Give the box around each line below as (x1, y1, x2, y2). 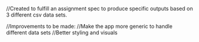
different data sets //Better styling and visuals (6, 29, 118, 36)
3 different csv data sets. (6, 11, 67, 18)
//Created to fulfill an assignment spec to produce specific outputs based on (6, 5, 193, 12)
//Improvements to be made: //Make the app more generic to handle (6, 23, 173, 30)
